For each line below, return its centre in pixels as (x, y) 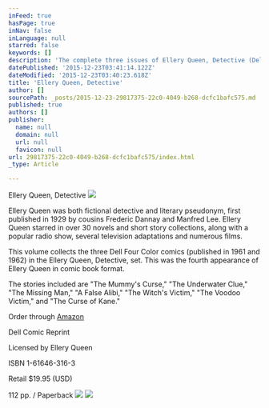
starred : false (34, 46)
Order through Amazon (46, 317)
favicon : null (39, 150)
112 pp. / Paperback (41, 395)
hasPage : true (32, 23)
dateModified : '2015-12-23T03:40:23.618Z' (80, 75)
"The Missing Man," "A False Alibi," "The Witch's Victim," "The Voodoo (124, 293)
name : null (34, 127)
